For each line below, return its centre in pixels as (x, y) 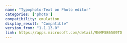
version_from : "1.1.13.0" (32, 28)
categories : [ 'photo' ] (29, 14)
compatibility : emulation (32, 19)
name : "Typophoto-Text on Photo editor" (48, 10)
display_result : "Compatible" (37, 23)
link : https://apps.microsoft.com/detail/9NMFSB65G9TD (64, 33)
